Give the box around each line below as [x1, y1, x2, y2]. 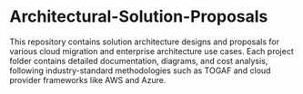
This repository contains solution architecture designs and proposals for [9, 36, 280, 47]
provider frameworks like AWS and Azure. [9, 74, 167, 85]
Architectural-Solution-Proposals [9, 6, 268, 27]
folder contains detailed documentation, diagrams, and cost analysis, [9, 55, 268, 66]
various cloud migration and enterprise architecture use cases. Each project [9, 45, 294, 56]
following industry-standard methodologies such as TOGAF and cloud [9, 65, 271, 76]
